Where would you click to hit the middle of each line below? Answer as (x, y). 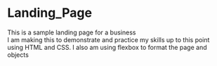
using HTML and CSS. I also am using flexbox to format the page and (107, 47)
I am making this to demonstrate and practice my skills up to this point (108, 39)
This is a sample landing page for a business (72, 32)
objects (18, 55)
